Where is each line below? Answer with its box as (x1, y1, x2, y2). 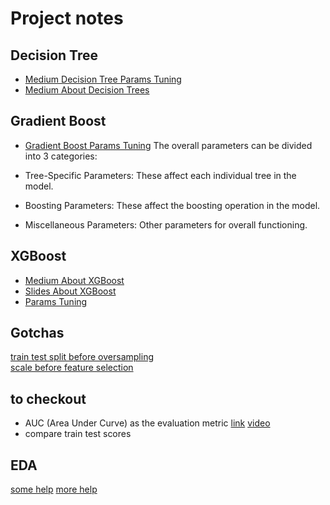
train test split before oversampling (10, 351, 154, 363)
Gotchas (10, 325, 65, 342)
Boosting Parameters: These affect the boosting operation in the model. (24, 199, 321, 211)
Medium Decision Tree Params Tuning (24, 73, 182, 85)
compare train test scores (24, 428, 132, 440)
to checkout (10, 390, 87, 407)
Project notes (10, 7, 124, 30)
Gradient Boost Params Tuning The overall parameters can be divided (24, 139, 313, 151)
